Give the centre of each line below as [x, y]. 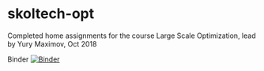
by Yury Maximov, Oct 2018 [52, 43]
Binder [18, 59]
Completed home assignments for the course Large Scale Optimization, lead [132, 35]
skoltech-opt [51, 14]
